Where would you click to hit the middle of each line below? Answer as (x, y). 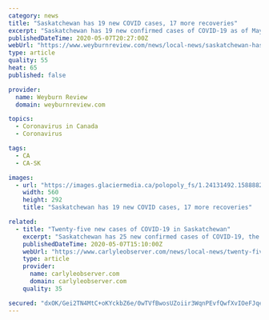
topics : (21, 119)
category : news (34, 16)
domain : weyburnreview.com (60, 105)
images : (21, 178)
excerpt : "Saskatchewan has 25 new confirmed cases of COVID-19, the (141, 237)
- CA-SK (28, 163)
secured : (23, 303)
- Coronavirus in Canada (57, 126)
